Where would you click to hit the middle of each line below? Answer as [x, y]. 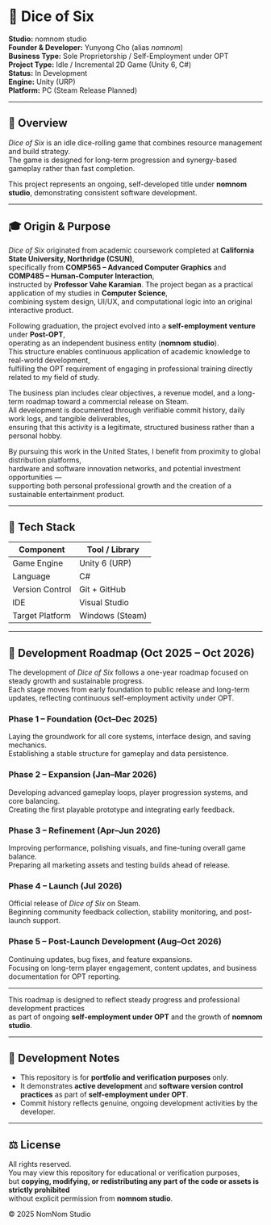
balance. [23, 857]
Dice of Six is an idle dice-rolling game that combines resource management [135, 142]
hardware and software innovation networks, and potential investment [125, 468]
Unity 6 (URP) [106, 563]
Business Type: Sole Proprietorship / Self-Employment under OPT [119, 56]
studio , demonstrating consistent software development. [103, 192]
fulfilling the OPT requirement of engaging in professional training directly [131, 368]
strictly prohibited [39, 1190]
